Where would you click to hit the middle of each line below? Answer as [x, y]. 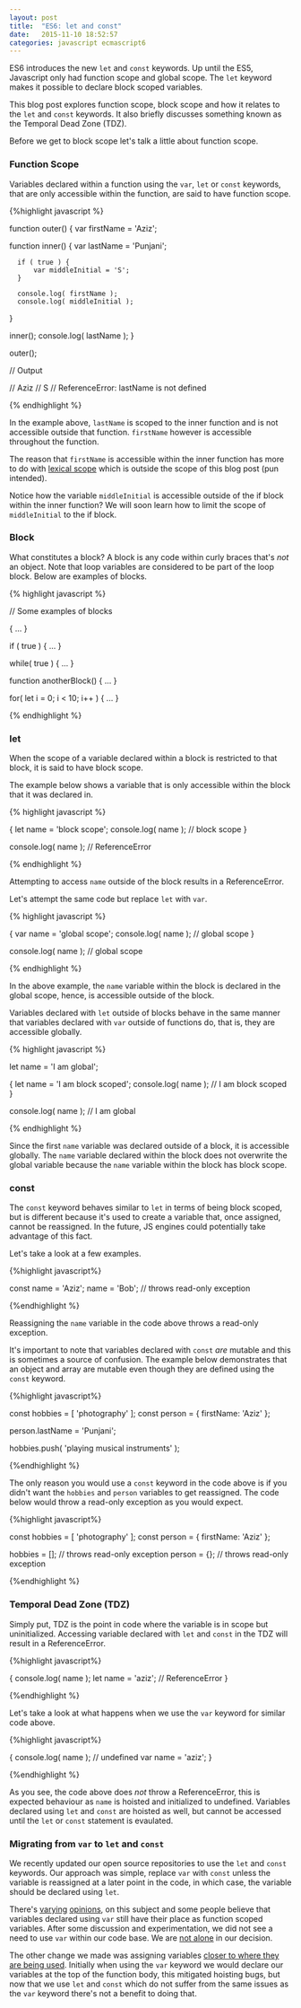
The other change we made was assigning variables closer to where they [144, 1955]
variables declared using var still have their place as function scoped [136, 1919]
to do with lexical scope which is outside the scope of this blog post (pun [144, 469]
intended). [28, 478]
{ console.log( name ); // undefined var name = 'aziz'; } [111, 1757]
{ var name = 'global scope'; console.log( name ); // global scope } [132, 934]
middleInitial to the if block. [63, 514]
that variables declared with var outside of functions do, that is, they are [142, 1022]
